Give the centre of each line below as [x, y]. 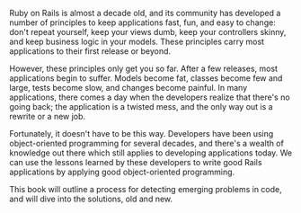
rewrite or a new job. [48, 116]
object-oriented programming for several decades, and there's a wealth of [147, 143]
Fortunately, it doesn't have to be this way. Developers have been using [142, 133]
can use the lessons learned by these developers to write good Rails [136, 162]
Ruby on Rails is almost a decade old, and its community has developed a [145, 13]
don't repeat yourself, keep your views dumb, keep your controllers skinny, [148, 32]
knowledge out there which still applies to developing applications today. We [151, 153]
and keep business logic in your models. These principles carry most [137, 41]
